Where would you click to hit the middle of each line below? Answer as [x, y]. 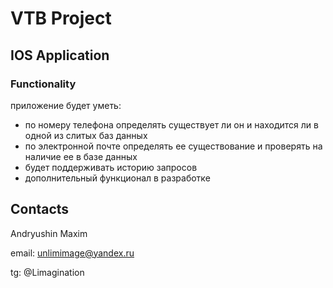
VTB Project [61, 18]
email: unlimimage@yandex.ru [72, 253]
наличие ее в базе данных [81, 156]
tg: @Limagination [47, 272]
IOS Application [60, 55]
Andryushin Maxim [49, 233]
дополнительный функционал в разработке [117, 178]
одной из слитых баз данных [86, 135]
